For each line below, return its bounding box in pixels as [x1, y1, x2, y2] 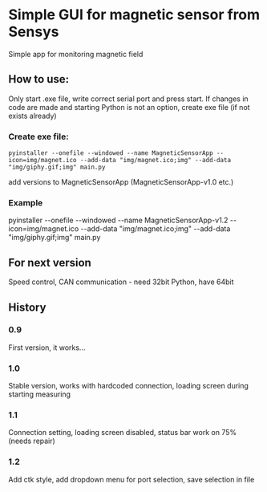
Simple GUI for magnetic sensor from [8, 6, 261, 24]
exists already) [8, 111, 58, 120]
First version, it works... [8, 343, 86, 352]
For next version [8, 255, 92, 270]
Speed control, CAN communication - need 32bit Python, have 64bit [8, 277, 234, 287]
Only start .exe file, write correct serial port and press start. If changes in [8, 94, 249, 104]
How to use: [8, 72, 70, 86]
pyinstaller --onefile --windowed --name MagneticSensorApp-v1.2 [8, 215, 229, 226]
